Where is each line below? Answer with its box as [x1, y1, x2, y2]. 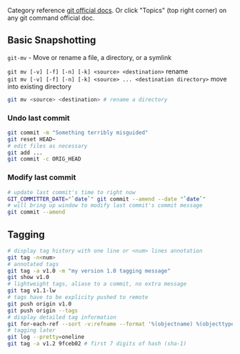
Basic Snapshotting [7, 34, 96, 46]
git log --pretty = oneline [7, 333, 84, 341]
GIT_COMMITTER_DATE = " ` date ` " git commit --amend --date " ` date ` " [7, 196, 206, 203]
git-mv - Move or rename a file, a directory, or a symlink [7, 53, 172, 61]
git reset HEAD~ [7, 136, 56, 143]
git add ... [7, 149, 43, 156]
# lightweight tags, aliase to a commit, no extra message [7, 280, 187, 288]
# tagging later [7, 327, 56, 334]
